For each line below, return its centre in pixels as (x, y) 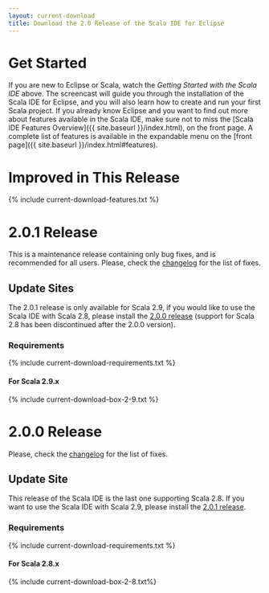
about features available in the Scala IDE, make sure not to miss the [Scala (131, 119)
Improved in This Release (94, 177)
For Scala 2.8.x (34, 564)
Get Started (47, 63)
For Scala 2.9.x (34, 382)
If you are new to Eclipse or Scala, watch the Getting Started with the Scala (132, 85)
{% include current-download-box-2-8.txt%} (82, 581)
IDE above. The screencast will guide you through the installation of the (126, 94)
